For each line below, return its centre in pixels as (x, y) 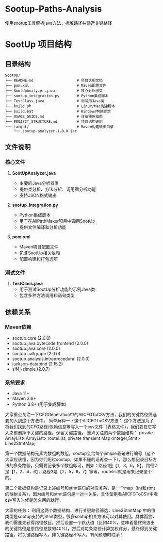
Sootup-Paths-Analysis (54, 9)
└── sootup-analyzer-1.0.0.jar (45, 131)
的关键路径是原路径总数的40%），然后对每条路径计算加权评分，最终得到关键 (81, 528)
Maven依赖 (18, 327)
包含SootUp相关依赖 (40, 253)
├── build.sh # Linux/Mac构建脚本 (60, 106)
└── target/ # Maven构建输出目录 (59, 127)
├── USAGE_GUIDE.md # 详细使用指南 (54, 116)
